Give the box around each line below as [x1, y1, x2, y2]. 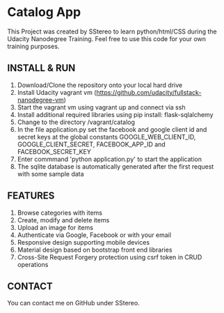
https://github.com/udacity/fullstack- [96, 88, 202, 96]
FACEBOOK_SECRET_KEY [17, 147, 92, 155]
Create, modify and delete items [17, 215, 110, 224]
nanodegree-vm [17, 96, 64, 104]
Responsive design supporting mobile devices [17, 238, 150, 246]
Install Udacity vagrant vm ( [17, 88, 97, 96]
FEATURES [7, 190, 55, 202]
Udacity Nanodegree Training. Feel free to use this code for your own [7, 34, 207, 43]
